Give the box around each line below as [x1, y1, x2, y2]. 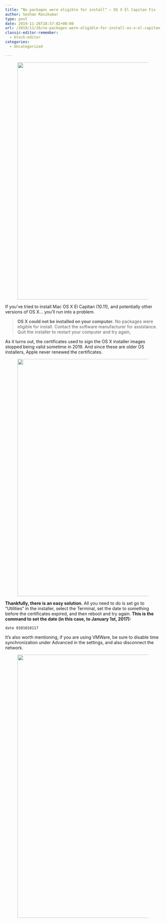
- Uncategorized [9, 44, 43, 49]
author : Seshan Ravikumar [5, 12, 58, 17]
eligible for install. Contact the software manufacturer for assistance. [17, 323, 157, 329]
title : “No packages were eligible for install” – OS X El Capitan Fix [5, 7, 156, 12]
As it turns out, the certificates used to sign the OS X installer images [5, 338, 146, 344]
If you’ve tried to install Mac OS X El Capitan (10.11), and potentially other [5, 304, 153, 309]
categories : [5, 40, 30, 44]
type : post [5, 16, 28, 21]
